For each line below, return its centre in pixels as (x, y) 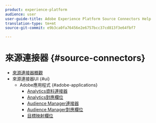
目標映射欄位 (40, 116)
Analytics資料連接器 (47, 91)
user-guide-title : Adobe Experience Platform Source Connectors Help (78, 19)
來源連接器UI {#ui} (31, 79)
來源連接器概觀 (27, 73)
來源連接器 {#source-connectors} (75, 58)
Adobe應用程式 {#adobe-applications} (58, 85)
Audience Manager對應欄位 (55, 110)
